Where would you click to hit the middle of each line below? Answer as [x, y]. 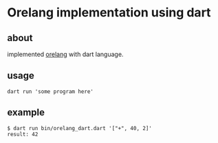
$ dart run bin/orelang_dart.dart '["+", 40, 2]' [80, 128]
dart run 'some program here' [51, 91]
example [26, 113]
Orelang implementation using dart [109, 13]
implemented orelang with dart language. [65, 54]
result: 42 [23, 134]
